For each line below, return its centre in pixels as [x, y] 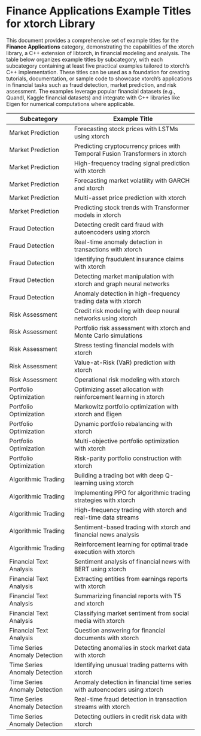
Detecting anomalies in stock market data [132, 647]
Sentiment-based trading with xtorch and [133, 527]
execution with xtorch [104, 552]
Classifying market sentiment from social [132, 613]
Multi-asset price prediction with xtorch [130, 198]
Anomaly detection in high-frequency [127, 293]
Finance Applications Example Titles [99, 11]
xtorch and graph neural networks [122, 284]
